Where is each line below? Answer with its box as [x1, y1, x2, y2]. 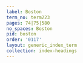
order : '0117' [6, 37, 42, 43]
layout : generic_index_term [6, 43, 78, 49]
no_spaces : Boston [6, 25, 53, 32]
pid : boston [6, 31, 36, 37]
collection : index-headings [6, 48, 78, 54]
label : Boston [6, 8, 42, 15]
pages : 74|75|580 [6, 20, 50, 26]
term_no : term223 [6, 14, 50, 20]
